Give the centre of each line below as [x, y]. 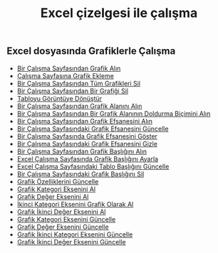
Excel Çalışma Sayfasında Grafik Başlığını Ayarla [87, 158]
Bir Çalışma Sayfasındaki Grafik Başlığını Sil [81, 174]
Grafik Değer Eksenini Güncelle [63, 227]
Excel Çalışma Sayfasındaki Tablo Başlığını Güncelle [93, 166]
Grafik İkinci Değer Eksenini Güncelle [71, 242]
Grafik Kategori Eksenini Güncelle [66, 219]
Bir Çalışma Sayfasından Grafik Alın [69, 68]
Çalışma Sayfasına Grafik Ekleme [66, 75]
